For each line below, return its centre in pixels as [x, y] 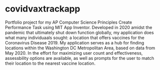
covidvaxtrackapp [43, 9]
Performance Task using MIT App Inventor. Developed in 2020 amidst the [79, 27]
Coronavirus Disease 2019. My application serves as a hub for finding [75, 42]
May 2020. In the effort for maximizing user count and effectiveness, [74, 53]
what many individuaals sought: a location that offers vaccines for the [75, 38]
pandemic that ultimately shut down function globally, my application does [80, 32]
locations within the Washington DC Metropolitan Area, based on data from [80, 48]
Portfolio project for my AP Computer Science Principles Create [69, 22]
